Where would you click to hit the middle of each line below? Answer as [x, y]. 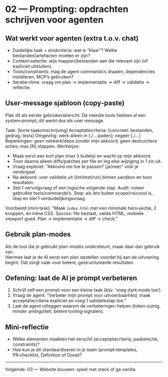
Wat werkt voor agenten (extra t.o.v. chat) [72, 38]
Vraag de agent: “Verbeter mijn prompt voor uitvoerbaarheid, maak [81, 295]
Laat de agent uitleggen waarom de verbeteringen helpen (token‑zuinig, [86, 306]
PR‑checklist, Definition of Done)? [47, 355]
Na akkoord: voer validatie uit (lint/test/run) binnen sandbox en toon [82, 177]
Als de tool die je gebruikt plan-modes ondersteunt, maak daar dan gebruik [82, 246]
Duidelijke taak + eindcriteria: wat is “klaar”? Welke [65, 50]
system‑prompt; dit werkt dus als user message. [55, 120]
